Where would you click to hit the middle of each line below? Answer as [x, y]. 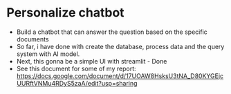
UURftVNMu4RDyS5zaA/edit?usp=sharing [77, 83]
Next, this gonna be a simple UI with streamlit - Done [92, 61]
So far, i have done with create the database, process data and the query [120, 46]
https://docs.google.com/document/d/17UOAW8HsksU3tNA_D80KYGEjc [120, 76]
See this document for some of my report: [76, 68]
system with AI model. [48, 54]
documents [33, 39]
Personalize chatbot [66, 13]
